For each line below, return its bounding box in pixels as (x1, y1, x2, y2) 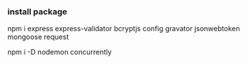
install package (7, 6, 68, 17)
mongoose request (7, 32, 69, 41)
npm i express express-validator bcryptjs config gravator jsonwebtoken (7, 24, 240, 34)
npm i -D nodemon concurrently (7, 48, 112, 57)
